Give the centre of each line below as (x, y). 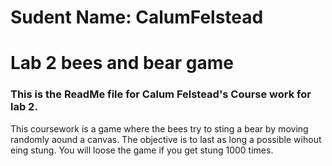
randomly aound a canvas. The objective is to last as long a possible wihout (166, 139)
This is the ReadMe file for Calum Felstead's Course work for (161, 94)
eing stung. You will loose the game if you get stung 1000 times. (142, 150)
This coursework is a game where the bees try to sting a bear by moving (159, 128)
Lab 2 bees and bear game (122, 63)
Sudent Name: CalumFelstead (137, 17)
